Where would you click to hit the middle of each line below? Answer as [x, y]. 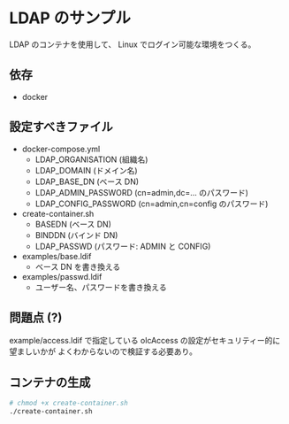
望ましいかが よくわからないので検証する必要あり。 [103, 351]
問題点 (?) [36, 317]
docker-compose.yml [61, 149]
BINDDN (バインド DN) [76, 235]
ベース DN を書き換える [78, 266]
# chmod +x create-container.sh [68, 404]
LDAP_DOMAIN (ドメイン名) [87, 170]
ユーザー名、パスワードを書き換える [101, 287]
